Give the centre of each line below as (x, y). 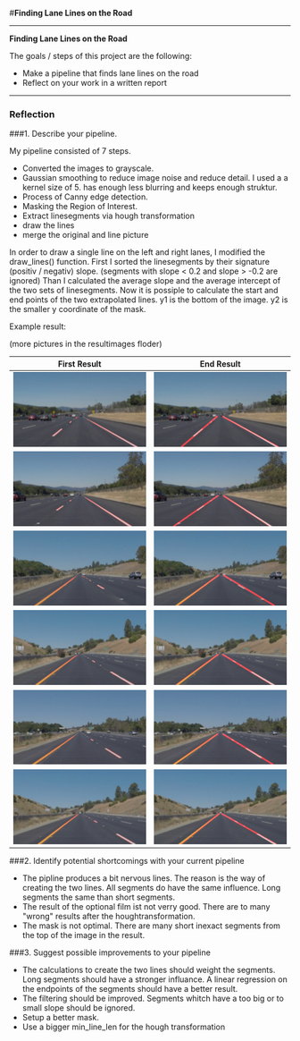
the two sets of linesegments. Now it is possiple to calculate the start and (144, 291)
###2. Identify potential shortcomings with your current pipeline (127, 861)
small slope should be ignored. (79, 1008)
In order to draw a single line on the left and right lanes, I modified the (137, 252)
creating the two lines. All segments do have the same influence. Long (151, 888)
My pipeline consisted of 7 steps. (70, 151)
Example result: (38, 326)
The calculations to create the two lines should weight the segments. (149, 970)
